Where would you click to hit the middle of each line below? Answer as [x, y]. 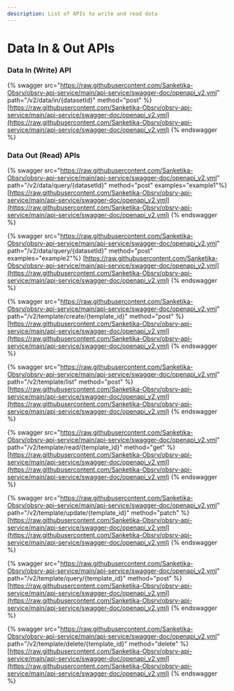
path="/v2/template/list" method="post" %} [71, 382]
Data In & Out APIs [61, 48]
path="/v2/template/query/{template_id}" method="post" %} [95, 579]
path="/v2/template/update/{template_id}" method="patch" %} [98, 513]
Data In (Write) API [39, 70]
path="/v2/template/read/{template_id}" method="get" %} [92, 447]
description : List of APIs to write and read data [82, 14]
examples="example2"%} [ [46, 259]
